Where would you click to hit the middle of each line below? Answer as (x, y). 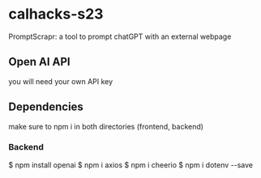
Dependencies (46, 107)
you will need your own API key (61, 81)
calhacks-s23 (56, 14)
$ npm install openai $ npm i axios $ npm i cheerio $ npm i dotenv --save (131, 165)
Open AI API (39, 62)
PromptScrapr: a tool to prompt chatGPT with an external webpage (120, 36)
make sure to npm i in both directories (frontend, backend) (106, 126)
